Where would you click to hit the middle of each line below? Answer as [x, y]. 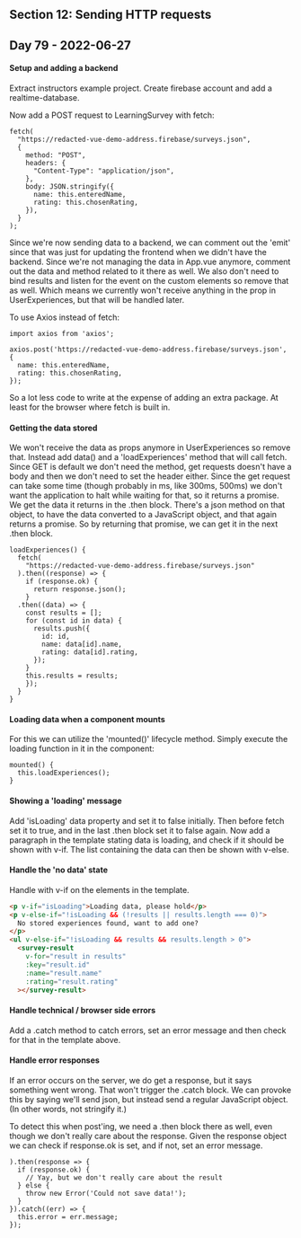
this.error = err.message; [68, 1216]
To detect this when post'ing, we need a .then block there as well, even [141, 1126]
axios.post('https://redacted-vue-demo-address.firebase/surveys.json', [148, 349]
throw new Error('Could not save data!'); [106, 1193]
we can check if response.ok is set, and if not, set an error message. [136, 1145]
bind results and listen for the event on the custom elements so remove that [149, 280]
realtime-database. [44, 97]
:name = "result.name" [64, 973]
